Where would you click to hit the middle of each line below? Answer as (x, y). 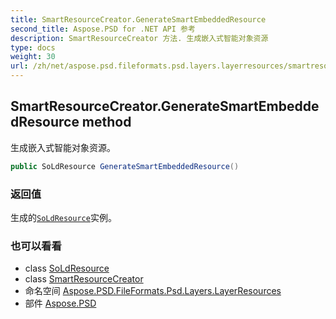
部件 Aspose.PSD (60, 303)
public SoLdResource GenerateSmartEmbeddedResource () (125, 166)
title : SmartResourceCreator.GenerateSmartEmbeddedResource (138, 19)
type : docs (33, 47)
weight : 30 (33, 57)
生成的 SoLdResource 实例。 (63, 217)
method (106, 122)
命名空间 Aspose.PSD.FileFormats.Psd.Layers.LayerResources (153, 291)
